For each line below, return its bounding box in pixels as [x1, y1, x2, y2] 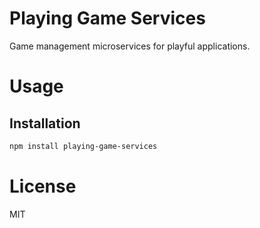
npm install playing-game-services [9, 141, 158, 151]
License [9, 175, 77, 197]
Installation [9, 115, 81, 132]
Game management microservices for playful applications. [9, 40, 251, 52]
